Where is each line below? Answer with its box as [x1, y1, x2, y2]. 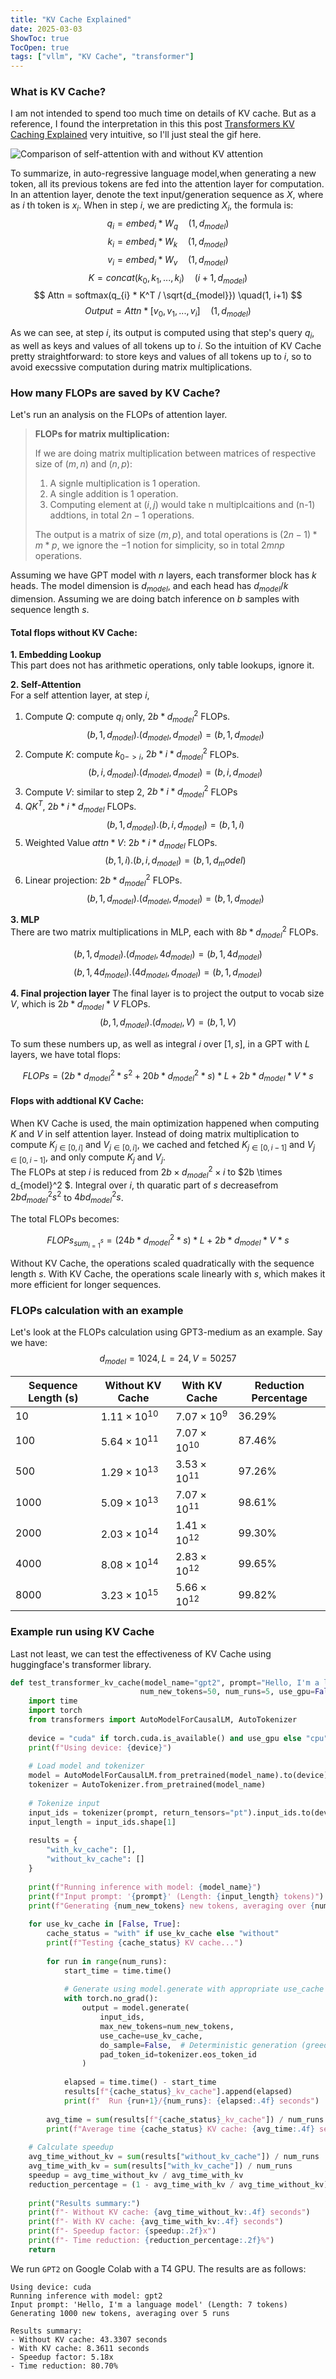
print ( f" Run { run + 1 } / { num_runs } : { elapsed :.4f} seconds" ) [63, 2096, 320, 2106]
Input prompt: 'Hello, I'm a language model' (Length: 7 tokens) [10, 2299, 288, 2310]
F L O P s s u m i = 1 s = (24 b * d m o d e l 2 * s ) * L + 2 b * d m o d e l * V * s [46, 1232, 290, 1250]
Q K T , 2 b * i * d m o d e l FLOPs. [24, 799, 137, 815]
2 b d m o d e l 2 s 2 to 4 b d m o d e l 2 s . [10, 1189, 124, 1206]
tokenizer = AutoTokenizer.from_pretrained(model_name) [28, 1780, 267, 1790]
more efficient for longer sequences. [10, 1278, 162, 1290]
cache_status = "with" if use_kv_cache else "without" [46, 1929, 280, 1939]
